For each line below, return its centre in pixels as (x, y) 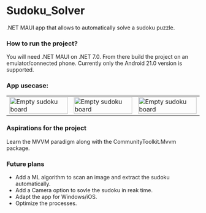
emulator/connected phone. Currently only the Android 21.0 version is (94, 63)
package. (18, 148)
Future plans (25, 164)
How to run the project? (42, 43)
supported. (20, 70)
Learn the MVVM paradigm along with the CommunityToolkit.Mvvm (91, 141)
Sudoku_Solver (46, 11)
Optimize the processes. (46, 203)
